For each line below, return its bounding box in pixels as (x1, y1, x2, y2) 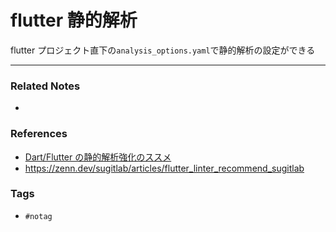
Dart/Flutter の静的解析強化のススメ (24, 151, 172, 163)
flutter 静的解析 (10, 9, 138, 32)
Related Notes (10, 79, 81, 93)
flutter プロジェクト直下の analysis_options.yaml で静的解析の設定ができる (10, 44, 316, 56)
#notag (24, 211, 53, 221)
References (10, 127, 68, 141)
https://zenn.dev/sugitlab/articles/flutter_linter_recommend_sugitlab (24, 162, 305, 174)
